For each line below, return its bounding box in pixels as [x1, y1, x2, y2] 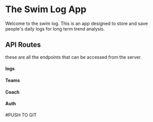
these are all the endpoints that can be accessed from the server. [5, 54, 142, 60]
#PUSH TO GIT [5, 112, 37, 118]
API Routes [5, 41, 41, 49]
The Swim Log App [5, 4, 86, 15]
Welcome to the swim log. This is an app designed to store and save [5, 20, 148, 26]
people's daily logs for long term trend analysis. [5, 25, 105, 32]
